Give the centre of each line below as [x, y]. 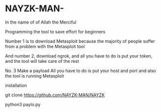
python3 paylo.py [23, 104]
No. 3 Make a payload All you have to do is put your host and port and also [80, 70]
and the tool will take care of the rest [42, 61]
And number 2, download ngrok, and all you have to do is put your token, [79, 56]
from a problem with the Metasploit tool [45, 46]
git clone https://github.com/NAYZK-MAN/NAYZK [55, 95]
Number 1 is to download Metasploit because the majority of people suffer [80, 41]
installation [16, 85]
